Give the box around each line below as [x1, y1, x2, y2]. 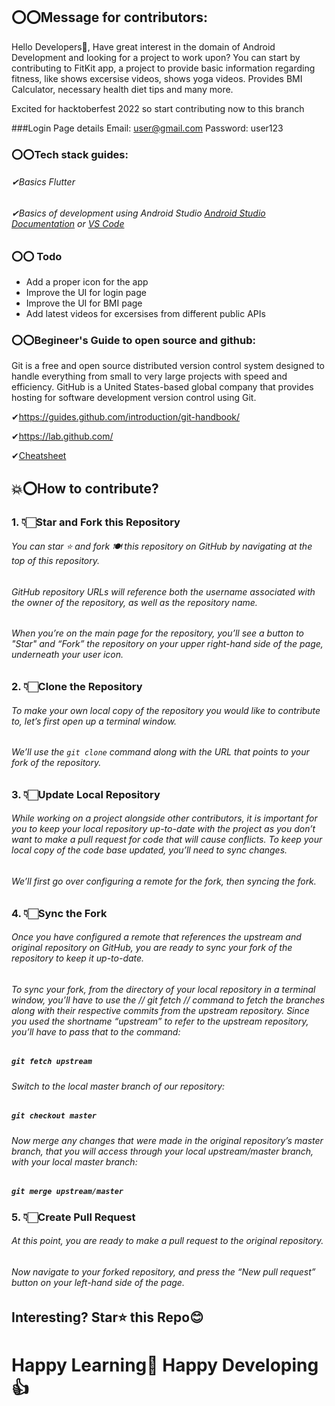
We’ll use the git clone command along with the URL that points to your [11, 746, 310, 758]
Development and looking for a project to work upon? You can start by [11, 51, 301, 63]
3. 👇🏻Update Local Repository [11, 787, 161, 801]
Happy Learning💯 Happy [11, 1354, 219, 1376]
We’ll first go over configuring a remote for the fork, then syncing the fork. [11, 875, 317, 887]
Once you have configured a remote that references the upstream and [11, 931, 302, 943]
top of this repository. [11, 555, 101, 567]
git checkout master [11, 1111, 98, 1121]
